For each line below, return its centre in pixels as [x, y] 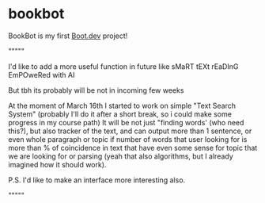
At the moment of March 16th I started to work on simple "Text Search [122, 105]
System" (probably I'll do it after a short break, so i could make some [120, 114]
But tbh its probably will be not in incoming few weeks [96, 90]
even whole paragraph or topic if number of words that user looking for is [128, 139]
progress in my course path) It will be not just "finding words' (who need [126, 122]
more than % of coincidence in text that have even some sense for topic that [133, 147]
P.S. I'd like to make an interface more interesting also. [97, 180]
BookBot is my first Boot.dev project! [68, 36]
